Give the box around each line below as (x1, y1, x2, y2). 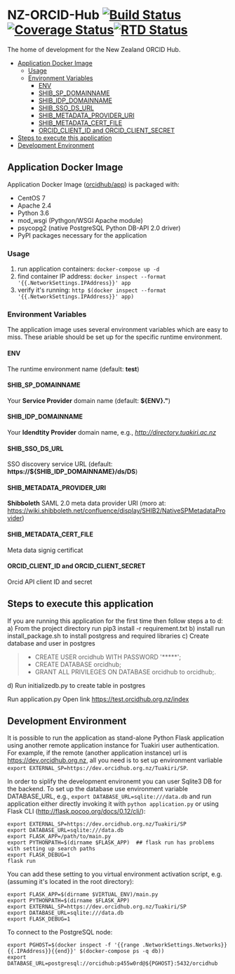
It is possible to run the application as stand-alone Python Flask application (7, 733, 224, 742)
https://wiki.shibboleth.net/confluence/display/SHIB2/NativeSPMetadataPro (7, 506, 226, 515)
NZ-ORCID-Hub (7, 7, 100, 23)
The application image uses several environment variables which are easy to (7, 326, 229, 334)
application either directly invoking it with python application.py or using (7, 800, 219, 808)
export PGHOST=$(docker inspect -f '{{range (7, 942, 140, 949)
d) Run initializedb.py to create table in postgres (7, 681, 146, 689)
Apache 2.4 (17, 201, 52, 210)
